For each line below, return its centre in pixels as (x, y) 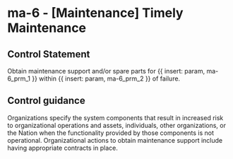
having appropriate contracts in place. (62, 148)
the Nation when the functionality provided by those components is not (110, 133)
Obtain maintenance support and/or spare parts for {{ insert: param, (106, 71)
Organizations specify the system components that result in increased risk (115, 117)
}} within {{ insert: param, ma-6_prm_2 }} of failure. (106, 78)
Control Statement (49, 54)
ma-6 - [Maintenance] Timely (95, 13)
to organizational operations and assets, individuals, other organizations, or (116, 125)
